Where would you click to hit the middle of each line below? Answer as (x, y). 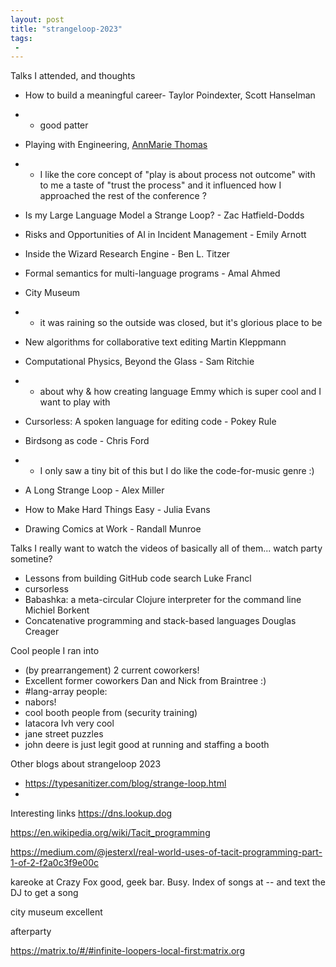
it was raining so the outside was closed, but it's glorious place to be (181, 323)
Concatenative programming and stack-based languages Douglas (160, 621)
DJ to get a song (44, 893)
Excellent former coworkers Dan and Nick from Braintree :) (145, 681)
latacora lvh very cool (69, 723)
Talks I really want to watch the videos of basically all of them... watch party (166, 548)
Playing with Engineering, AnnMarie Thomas (116, 145)
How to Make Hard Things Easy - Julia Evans (117, 510)
